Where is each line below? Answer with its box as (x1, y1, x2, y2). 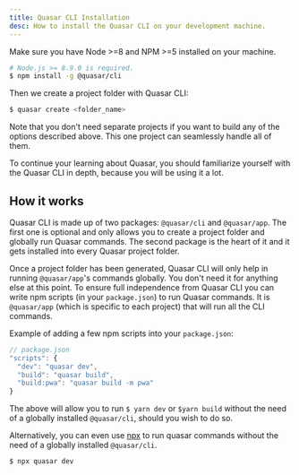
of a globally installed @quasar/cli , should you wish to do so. (9, 413, 234, 424)
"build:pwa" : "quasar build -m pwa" (17, 378, 154, 388)
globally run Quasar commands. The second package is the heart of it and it (9, 236, 290, 246)
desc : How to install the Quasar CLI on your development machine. (9, 22, 267, 30)
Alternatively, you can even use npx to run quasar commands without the (9, 430, 279, 441)
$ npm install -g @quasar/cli (9, 72, 123, 81)
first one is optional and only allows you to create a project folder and (9, 226, 265, 237)
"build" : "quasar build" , (17, 370, 115, 379)
